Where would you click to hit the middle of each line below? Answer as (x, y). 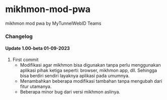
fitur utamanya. (36, 86)
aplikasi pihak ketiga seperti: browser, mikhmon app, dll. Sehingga (89, 70)
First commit (25, 60)
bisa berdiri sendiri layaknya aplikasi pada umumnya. (75, 76)
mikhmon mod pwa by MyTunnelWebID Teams (53, 23)
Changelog (19, 36)
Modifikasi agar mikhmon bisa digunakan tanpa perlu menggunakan (90, 65)
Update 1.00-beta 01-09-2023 (38, 48)
